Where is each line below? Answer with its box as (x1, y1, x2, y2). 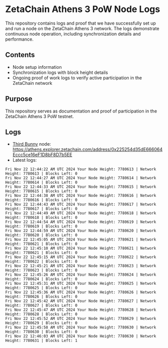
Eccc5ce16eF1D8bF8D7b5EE (12, 152, 72, 158)
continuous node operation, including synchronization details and (5, 31, 141, 37)
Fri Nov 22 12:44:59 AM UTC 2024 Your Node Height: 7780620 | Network (5, 228, 156, 234)
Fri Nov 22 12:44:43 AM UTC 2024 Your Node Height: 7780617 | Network (5, 202, 156, 207)
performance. (5, 36, 34, 42)
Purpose (5, 94, 33, 103)
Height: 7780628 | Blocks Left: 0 (5, 312, 78, 317)
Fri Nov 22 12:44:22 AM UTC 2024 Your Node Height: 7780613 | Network (5, 167, 156, 172)
